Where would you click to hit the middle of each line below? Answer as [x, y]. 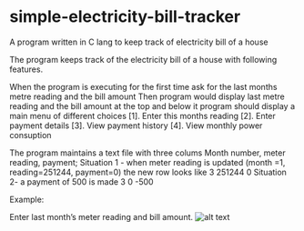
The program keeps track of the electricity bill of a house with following [143, 59]
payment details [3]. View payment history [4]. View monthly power [136, 126]
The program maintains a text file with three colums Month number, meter [147, 153]
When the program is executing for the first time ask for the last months [143, 86]
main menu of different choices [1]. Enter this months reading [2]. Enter [142, 115]
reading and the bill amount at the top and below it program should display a [152, 105]
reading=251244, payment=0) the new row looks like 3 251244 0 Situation [148, 172]
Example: [27, 199]
